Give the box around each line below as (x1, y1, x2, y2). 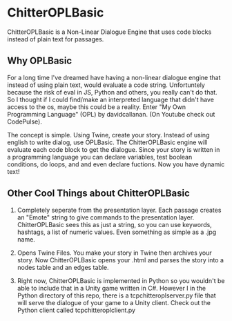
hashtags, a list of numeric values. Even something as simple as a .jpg (17, 228, 217, 236)
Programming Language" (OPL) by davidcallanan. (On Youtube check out (7, 110, 215, 118)
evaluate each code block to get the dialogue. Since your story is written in (7, 145, 220, 153)
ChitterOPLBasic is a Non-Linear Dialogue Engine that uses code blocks (7, 28, 212, 36)
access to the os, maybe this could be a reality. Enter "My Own (7, 102, 186, 111)
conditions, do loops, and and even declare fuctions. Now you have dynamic (7, 160, 225, 168)
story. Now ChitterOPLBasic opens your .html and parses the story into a (17, 255, 224, 264)
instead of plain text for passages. (7, 35, 104, 43)
